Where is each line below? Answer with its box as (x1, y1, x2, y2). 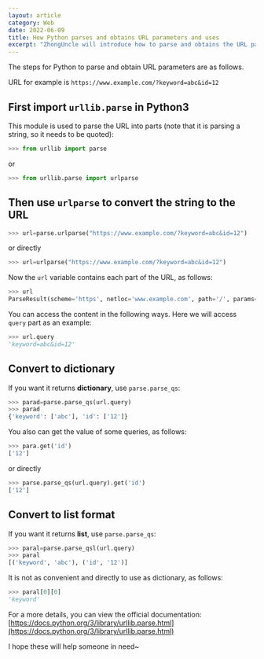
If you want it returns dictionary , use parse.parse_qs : (8, 383, 181, 392)
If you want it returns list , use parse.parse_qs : (8, 528, 156, 539)
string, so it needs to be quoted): (8, 129, 114, 138)
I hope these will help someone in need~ (8, 642, 140, 651)
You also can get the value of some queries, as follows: (8, 427, 187, 436)
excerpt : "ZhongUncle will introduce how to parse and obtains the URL (8, 41, 247, 49)
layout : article (8, 11, 61, 20)
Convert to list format (8, 508, 115, 521)
